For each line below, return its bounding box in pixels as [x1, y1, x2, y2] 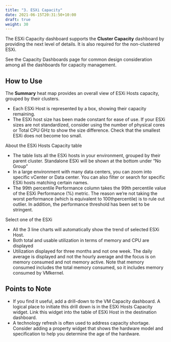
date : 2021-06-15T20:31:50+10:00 [5, 12, 77, 17]
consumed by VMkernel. [12, 270, 65, 276]
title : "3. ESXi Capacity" [5, 7, 63, 13]
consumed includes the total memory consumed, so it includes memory [12, 264, 164, 271]
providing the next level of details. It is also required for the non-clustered [5, 41, 160, 47]
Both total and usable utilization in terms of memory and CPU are [12, 237, 150, 243]
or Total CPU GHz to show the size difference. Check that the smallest [12, 127, 161, 133]
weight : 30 [5, 21, 29, 27]
